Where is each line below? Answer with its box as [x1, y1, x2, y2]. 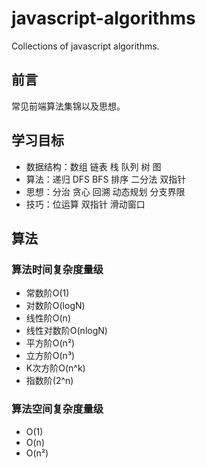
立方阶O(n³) [25, 350, 76, 362]
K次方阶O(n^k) [25, 362, 86, 374]
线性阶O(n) [25, 312, 71, 324]
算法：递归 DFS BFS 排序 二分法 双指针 [25, 173, 187, 185]
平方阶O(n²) [25, 337, 76, 349]
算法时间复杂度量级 [11, 262, 104, 276]
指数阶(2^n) [25, 375, 74, 387]
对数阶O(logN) [25, 300, 86, 312]
